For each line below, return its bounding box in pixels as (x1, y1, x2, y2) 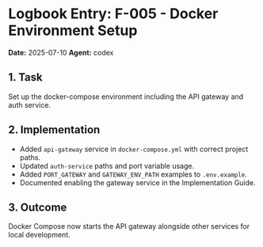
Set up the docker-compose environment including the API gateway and (8, 92, 244, 101)
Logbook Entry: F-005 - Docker (8, 5, 219, 23)
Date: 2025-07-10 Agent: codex (8, 47, 114, 57)
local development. (8, 230, 71, 240)
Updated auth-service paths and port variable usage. (19, 161, 195, 170)
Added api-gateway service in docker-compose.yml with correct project (19, 144, 249, 154)
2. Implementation (8, 123, 101, 137)
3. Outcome (8, 200, 67, 214)
